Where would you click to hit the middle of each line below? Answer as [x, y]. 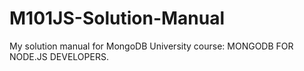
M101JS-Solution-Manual [117, 18]
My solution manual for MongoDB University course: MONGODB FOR [151, 46]
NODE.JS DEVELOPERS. [59, 56]
